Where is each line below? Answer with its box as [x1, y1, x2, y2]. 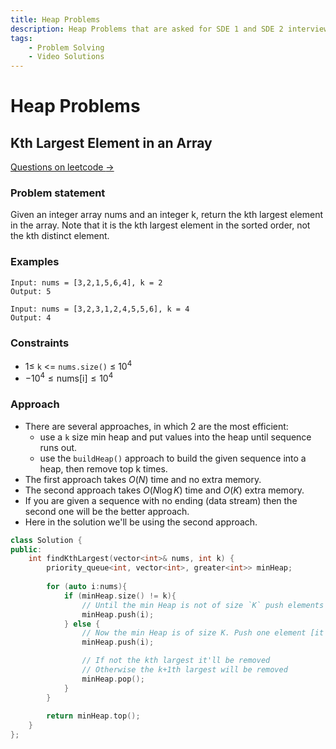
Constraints [10, 336, 70, 350]
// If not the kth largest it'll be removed [81, 656, 271, 666]
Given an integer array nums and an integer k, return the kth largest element [10, 209, 324, 221]
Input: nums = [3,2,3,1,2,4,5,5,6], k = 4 [10, 304, 190, 314]
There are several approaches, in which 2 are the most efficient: [24, 420, 289, 432]
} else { [63, 619, 101, 629]
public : [10, 544, 43, 555]
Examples [10, 255, 60, 269]
